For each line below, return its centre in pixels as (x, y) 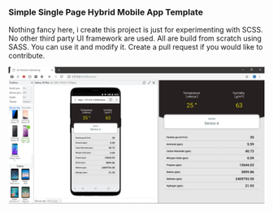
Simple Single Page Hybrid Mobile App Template (106, 12)
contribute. (27, 56)
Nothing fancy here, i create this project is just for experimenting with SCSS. (136, 30)
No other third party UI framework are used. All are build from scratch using (135, 38)
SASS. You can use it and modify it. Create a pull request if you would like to (136, 47)
